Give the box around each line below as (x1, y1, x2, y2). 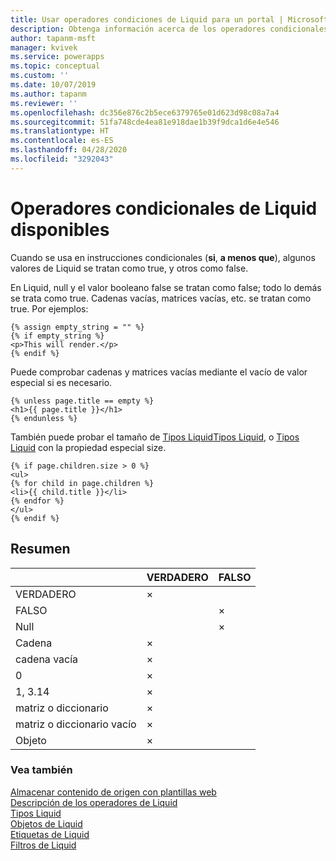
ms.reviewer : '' (10, 98, 78, 108)
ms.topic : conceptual (10, 61, 101, 71)
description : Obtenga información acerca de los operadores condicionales (10, 24, 329, 34)
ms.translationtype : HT (10, 126, 110, 136)
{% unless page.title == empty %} (10, 396, 155, 406)
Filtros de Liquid (10, 839, 77, 851)
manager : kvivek (10, 42, 78, 53)
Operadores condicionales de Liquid (10, 197, 318, 220)
